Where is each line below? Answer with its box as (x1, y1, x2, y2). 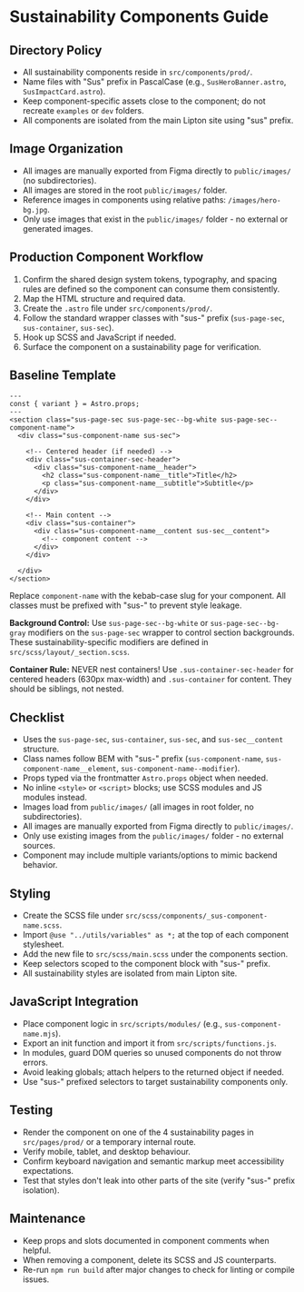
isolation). (22, 1184, 60, 1196)
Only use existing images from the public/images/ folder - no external (22, 830, 284, 841)
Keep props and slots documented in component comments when (22, 1235, 270, 1246)
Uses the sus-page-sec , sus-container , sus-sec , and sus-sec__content (22, 734, 284, 745)
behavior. (22, 860, 58, 870)
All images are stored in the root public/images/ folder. (22, 184, 228, 195)
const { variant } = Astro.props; (9, 400, 141, 409)
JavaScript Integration (9, 994, 139, 1009)
